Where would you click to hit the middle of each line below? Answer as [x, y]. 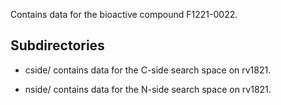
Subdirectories [57, 45]
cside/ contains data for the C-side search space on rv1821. [148, 70]
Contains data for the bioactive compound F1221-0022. [124, 14]
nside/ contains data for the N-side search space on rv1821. [148, 89]
